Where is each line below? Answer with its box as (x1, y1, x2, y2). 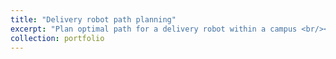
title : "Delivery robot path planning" (10, 14, 177, 25)
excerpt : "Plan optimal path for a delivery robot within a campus (10, 24, 298, 34)
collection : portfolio (10, 33, 105, 43)
